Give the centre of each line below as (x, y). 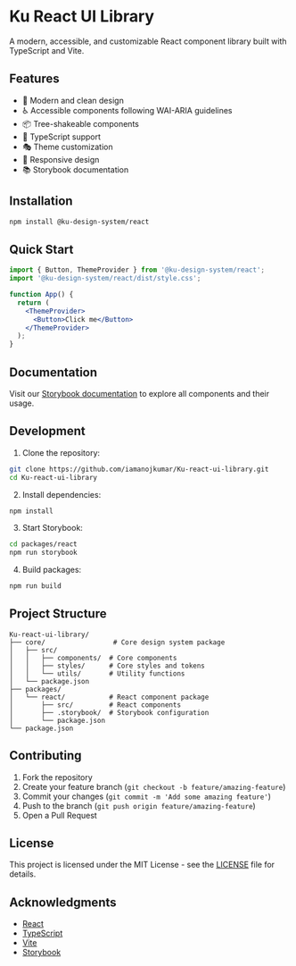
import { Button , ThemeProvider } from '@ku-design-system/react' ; (137, 270)
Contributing (45, 756)
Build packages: (52, 570)
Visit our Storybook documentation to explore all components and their (140, 393)
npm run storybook (43, 553)
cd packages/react (43, 544)
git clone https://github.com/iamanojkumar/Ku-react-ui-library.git (139, 469)
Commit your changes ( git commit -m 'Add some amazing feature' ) (147, 796)
